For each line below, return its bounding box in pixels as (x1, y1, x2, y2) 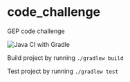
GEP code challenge (7, 27, 65, 35)
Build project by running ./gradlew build (7, 53, 124, 62)
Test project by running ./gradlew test (7, 67, 119, 75)
